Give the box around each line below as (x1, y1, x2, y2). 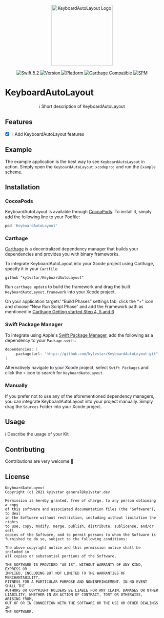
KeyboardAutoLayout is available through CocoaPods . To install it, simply (5, 209, 152, 215)
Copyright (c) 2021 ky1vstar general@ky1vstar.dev (5, 490, 110, 495)
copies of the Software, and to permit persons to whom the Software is (5, 533, 156, 537)
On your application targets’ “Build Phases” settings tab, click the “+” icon (5, 298, 154, 305)
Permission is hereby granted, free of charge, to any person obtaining (5, 498, 156, 503)
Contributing (5, 445, 45, 453)
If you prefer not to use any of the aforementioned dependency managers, (5, 393, 155, 399)
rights (5, 520, 19, 525)
